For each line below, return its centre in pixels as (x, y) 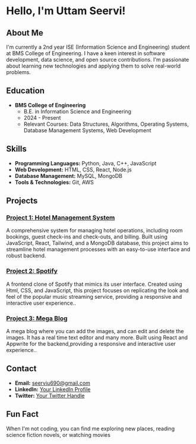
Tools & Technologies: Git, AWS (54, 182)
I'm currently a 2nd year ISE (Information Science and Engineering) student (98, 47)
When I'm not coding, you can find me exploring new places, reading (91, 429)
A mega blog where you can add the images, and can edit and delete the (95, 331)
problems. (18, 72)
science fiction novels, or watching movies (59, 435)
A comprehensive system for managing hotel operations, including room (94, 231)
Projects (22, 201)
